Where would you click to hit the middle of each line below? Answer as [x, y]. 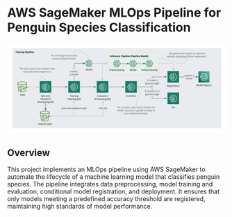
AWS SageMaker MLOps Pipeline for [114, 13]
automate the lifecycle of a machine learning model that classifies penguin [114, 177]
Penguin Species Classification [99, 27]
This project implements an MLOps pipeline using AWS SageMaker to [107, 170]
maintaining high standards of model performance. [80, 207]
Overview [29, 153]
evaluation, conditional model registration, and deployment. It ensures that [114, 191]
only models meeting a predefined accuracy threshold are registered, [107, 199]
